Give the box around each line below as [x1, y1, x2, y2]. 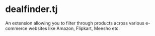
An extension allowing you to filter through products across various [5, 20, 144, 26]
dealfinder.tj [5, 3, 58, 15]
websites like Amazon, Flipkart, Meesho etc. [28, 25, 120, 31]
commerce [5, 25, 28, 31]
